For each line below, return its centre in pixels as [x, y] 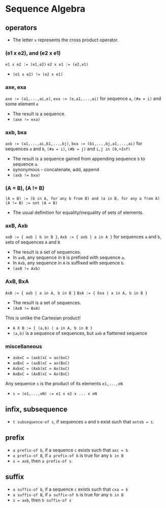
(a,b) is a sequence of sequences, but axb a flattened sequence [80, 333]
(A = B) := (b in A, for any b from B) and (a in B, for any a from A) [82, 199]
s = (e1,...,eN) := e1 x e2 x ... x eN [55, 394]
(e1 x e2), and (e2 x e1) [33, 53]
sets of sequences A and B [33, 242]
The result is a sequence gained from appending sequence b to [79, 158]
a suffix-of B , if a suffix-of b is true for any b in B [68, 494]
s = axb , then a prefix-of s [42, 461]
